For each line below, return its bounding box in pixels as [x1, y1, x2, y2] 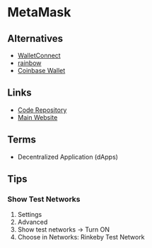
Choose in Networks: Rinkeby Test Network [17, 233, 145, 242]
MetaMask [7, 4, 71, 21]
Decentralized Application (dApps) [17, 152, 119, 161]
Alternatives [7, 33, 64, 45]
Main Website [17, 113, 58, 121]
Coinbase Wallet [17, 67, 66, 74]
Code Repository [17, 106, 67, 114]
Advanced [17, 218, 48, 227]
